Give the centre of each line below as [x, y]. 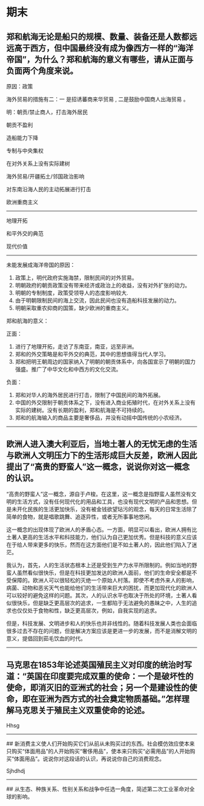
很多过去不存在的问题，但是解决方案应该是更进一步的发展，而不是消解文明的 [102, 631]
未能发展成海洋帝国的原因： [41, 265]
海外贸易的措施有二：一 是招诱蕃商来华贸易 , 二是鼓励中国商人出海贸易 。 [97, 99]
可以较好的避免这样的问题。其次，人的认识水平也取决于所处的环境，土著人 [99, 595]
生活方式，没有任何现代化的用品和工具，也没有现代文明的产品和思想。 [104, 501]
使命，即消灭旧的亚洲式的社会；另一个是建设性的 [98, 688]
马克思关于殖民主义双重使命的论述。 [82, 711]
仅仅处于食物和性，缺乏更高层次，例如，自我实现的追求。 [88, 610]
